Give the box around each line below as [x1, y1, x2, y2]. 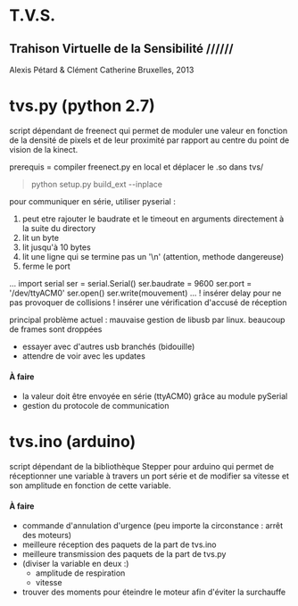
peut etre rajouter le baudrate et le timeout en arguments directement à [21, 213, 285, 224]
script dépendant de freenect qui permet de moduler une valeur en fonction [9, 125, 288, 136]
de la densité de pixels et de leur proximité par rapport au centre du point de [9, 135, 290, 145]
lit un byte [21, 232, 60, 243]
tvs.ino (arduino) [9, 432, 137, 452]
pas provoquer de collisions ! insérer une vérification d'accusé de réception [9, 296, 287, 308]
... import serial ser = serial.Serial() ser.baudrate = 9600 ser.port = [9, 278, 252, 288]
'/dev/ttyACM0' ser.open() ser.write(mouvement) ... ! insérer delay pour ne [9, 287, 282, 298]
